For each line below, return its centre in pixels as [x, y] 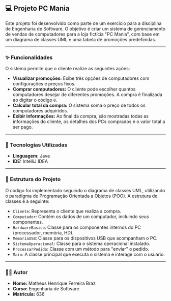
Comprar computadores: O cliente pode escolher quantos [74, 89]
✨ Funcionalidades [29, 57]
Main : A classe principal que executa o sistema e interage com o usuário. [89, 254]
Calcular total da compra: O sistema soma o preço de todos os [79, 105]
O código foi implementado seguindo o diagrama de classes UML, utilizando [85, 190]
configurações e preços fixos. [44, 84]
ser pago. [23, 127]
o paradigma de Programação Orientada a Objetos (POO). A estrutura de [81, 196]
